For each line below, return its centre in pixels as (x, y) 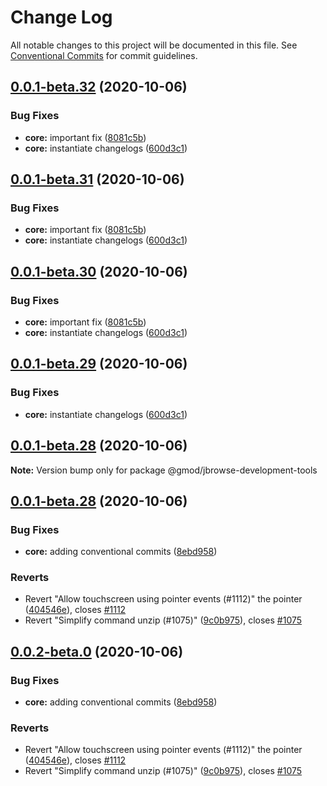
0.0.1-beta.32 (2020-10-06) (99, 87)
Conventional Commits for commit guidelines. (104, 55)
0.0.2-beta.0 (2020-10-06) (97, 651)
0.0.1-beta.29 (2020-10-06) (99, 364)
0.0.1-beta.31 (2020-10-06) (97, 179)
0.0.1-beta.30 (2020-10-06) (99, 271)
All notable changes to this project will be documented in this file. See (154, 45)
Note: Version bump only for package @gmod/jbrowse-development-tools (164, 470)
